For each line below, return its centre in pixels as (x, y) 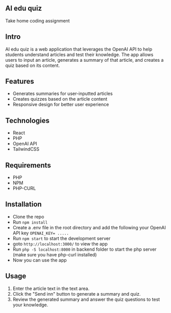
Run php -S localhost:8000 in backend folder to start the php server (84, 249)
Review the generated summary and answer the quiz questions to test (86, 299)
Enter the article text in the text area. (51, 288)
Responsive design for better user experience (61, 105)
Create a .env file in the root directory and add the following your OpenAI (89, 227)
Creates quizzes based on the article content (60, 99)
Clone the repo (28, 216)
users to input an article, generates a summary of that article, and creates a (84, 60)
